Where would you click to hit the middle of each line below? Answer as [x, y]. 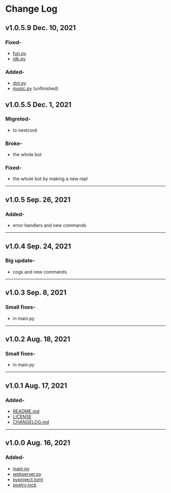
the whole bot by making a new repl [50, 179]
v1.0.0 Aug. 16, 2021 [38, 443]
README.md [26, 411]
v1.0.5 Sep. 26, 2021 [38, 200]
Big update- [20, 261]
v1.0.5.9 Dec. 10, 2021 [41, 28]
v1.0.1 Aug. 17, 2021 [36, 386]
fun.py [19, 53]
